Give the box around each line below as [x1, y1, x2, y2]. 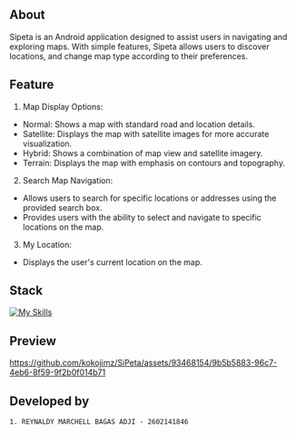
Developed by [9, 393, 90, 409]
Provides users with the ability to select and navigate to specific [22, 212, 261, 222]
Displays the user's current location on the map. [22, 256, 202, 267]
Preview [9, 333, 57, 349]
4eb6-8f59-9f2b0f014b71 [9, 367, 106, 378]
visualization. [22, 138, 73, 149]
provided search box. [22, 202, 103, 212]
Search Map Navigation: [22, 174, 113, 185]
